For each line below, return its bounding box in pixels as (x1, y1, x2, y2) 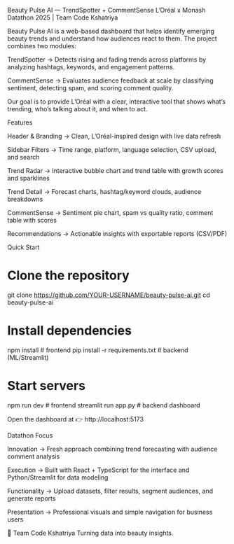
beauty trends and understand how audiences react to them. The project (7, 34, 217, 43)
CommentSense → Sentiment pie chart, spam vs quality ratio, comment (7, 209, 214, 216)
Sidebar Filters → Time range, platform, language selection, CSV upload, (7, 146, 217, 153)
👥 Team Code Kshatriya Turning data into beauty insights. (7, 529, 174, 537)
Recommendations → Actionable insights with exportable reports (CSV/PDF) (7, 230, 228, 237)
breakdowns (7, 195, 43, 203)
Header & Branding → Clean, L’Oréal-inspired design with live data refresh (7, 132, 221, 140)
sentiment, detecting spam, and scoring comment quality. (7, 84, 174, 92)
